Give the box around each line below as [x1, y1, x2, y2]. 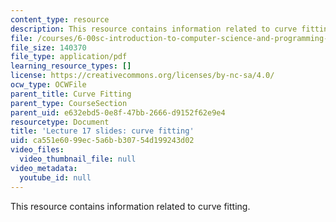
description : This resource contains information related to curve [10, 24, 298, 34]
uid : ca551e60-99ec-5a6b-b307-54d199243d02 [10, 136, 195, 146]
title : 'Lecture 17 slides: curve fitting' [10, 126, 195, 136]
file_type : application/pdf [10, 52, 128, 62]
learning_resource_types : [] [10, 61, 132, 71]
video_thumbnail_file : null [19, 154, 137, 164]
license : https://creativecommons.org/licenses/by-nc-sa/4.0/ [10, 71, 275, 81]
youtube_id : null [19, 172, 92, 183]
